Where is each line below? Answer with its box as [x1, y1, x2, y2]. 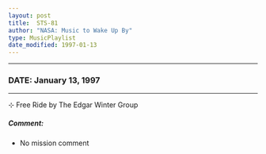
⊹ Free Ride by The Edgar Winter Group [8, 100, 139, 110]
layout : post [8, 11, 51, 20]
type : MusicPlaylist [8, 33, 77, 42]
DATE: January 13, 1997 [8, 75, 101, 86]
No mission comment [19, 138, 89, 148]
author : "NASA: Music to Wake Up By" [8, 26, 133, 34]
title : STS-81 [8, 19, 59, 27]
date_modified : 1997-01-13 [8, 41, 97, 49]
